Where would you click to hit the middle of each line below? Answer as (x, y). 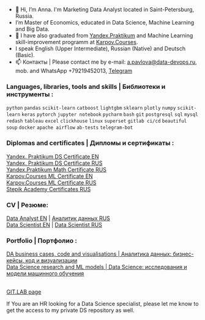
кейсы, (15, 261)
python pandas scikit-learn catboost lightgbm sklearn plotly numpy (91, 108)
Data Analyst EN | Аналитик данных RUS (58, 218)
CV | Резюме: (28, 205)
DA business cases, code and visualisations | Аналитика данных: (89, 254)
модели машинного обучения (45, 273)
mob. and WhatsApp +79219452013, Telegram (74, 71)
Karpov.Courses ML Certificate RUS (51, 182)
